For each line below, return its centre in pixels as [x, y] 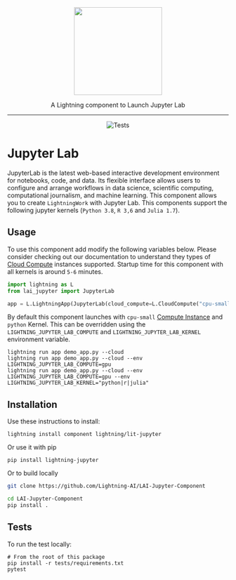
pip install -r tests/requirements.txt [66, 563]
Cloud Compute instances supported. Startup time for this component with [115, 264]
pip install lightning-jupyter [53, 460]
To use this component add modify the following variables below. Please [112, 249]
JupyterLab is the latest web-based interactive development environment [113, 173]
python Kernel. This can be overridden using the [77, 324]
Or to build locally [33, 473]
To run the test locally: [40, 544]
